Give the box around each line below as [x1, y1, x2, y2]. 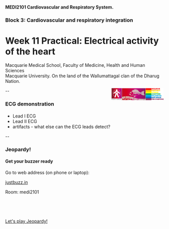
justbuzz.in [5, 179, 28, 185]
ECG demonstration [5, 100, 54, 107]
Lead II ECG [12, 118, 37, 124]
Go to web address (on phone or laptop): [5, 170, 90, 176]
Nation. [5, 78, 21, 84]
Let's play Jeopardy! [5, 218, 48, 224]
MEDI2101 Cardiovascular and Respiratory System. [5, 4, 114, 10]
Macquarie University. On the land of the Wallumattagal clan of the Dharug [5, 73, 159, 79]
